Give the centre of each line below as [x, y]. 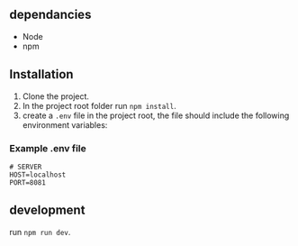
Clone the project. [56, 96]
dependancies [50, 15]
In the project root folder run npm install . [99, 105]
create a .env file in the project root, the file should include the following [156, 115]
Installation [41, 74]
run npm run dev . [40, 232]
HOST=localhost [38, 175]
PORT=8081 [28, 182]
